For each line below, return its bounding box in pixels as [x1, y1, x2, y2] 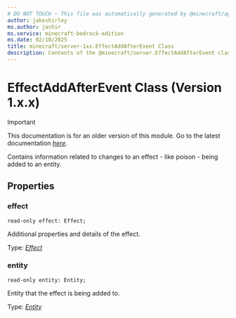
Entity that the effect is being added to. [7, 289, 120, 297]
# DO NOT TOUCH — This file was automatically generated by [7, 10, 188, 18]
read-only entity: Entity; [7, 277, 86, 284]
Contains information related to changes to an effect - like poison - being [7, 152, 218, 161]
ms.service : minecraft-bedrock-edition [7, 29, 124, 37]
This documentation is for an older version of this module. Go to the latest [7, 131, 221, 140]
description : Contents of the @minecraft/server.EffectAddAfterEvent [7, 50, 216, 57]
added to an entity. [7, 159, 62, 168]
